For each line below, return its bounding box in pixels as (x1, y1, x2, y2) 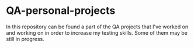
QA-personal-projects (6, 4, 116, 17)
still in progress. (6, 35, 45, 42)
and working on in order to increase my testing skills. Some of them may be (6, 29, 188, 36)
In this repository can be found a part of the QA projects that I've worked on (6, 23, 189, 30)
